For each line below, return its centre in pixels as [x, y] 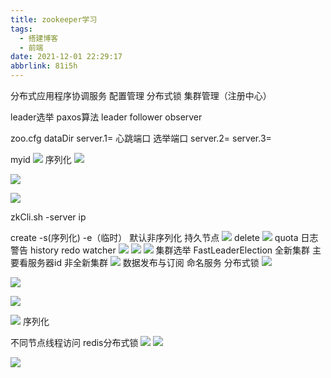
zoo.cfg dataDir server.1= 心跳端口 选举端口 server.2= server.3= [141, 138]
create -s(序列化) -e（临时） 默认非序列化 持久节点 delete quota [154, 237]
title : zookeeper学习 [54, 19]
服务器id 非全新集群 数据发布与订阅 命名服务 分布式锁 [143, 262]
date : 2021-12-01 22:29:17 [66, 57]
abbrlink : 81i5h [44, 66]
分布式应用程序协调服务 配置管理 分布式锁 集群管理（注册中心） [141, 95]
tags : [21, 29]
